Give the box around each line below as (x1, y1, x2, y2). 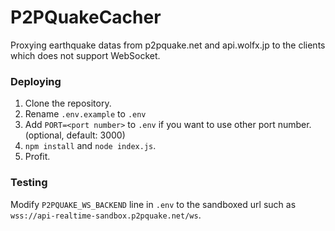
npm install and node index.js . (24, 140, 157, 152)
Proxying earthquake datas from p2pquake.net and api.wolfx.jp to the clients (10, 39, 326, 51)
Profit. (24, 151, 51, 163)
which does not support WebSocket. (10, 49, 161, 61)
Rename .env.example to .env (24, 108, 147, 120)
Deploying (10, 74, 62, 88)
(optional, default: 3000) (24, 129, 126, 141)
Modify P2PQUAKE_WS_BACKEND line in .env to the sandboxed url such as (10, 198, 297, 210)
